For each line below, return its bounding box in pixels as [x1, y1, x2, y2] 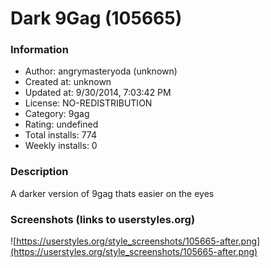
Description [10, 165, 69, 179]
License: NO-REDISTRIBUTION [24, 97, 153, 109]
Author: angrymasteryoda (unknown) [24, 65, 178, 77]
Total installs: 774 [24, 129, 98, 141]
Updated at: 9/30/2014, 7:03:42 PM [24, 87, 172, 99]
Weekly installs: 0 [24, 140, 98, 152]
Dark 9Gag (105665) [10, 7, 183, 30]
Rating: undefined [24, 118, 99, 131]
